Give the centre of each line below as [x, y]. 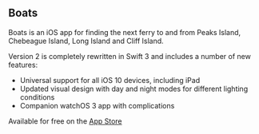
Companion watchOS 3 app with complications [97, 105]
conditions [37, 97]
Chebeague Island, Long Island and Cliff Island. [86, 41]
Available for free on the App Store [65, 121]
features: [23, 65]
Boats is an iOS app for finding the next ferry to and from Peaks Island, [125, 32]
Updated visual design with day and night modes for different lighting [134, 89]
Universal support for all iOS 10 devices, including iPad [110, 80]
